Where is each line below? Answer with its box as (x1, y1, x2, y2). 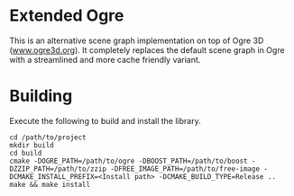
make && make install (9, 180, 91, 189)
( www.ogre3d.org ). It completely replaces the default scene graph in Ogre (9, 44, 286, 55)
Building (9, 86, 73, 106)
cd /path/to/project (9, 132, 87, 142)
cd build (9, 148, 42, 157)
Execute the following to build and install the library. (9, 115, 201, 126)
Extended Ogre (9, 5, 124, 26)
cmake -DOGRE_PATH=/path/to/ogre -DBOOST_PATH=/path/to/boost (9, 156, 248, 165)
